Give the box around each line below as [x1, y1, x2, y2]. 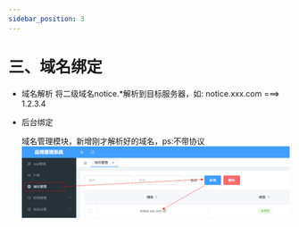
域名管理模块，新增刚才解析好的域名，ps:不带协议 [21, 135, 205, 147]
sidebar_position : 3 [8, 14, 86, 23]
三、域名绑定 [8, 56, 104, 77]
